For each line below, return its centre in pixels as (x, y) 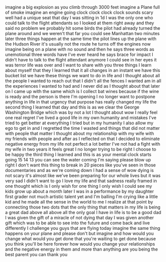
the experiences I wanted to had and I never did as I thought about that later (83, 86)
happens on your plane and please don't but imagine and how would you (80, 233)
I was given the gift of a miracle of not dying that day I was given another (80, 218)
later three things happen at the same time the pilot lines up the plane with (81, 39)
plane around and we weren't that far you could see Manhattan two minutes (83, 33)
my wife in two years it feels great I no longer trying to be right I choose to (81, 149)
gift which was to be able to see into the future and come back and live (78, 223)
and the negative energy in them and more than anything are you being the (82, 249)
